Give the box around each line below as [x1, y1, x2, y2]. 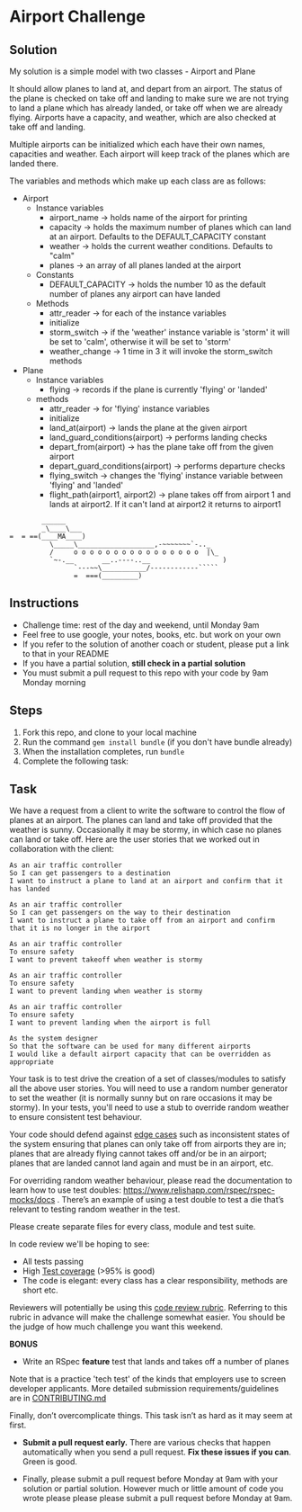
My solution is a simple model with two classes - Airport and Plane [9, 66, 256, 76]
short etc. [22, 1284, 58, 1296]
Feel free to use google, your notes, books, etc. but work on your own [22, 629, 281, 640]
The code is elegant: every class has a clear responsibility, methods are [22, 1275, 288, 1286]
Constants [35, 270, 75, 280]
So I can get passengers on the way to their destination [9, 908, 231, 917]
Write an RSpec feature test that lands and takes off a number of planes [22, 1356, 289, 1367]
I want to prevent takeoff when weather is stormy [9, 955, 203, 964]
